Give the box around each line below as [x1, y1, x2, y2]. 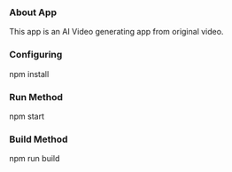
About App [9, 6, 58, 19]
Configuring [9, 49, 63, 61]
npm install [9, 68, 50, 79]
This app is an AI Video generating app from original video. [9, 27, 224, 37]
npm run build [9, 153, 60, 164]
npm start [9, 111, 45, 121]
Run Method [9, 90, 64, 103]
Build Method [9, 133, 68, 145]
